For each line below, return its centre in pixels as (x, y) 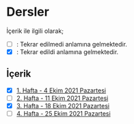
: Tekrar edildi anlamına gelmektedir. (67, 52)
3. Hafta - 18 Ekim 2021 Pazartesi (63, 106)
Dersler (28, 12)
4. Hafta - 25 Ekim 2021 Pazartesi (63, 114)
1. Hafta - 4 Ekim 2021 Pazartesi (61, 90)
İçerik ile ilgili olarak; (35, 31)
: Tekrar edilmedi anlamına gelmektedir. (72, 44)
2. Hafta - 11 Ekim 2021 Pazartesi (62, 98)
